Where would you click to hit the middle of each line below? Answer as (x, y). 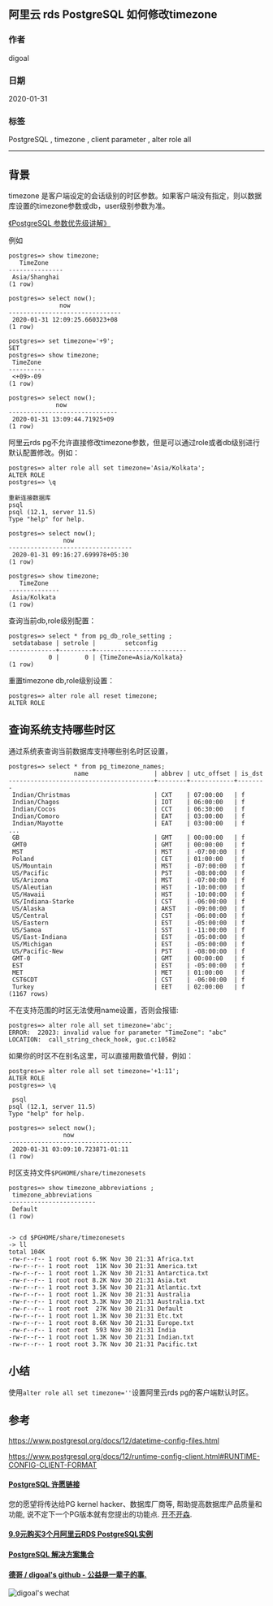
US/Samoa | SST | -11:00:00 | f (128, 930)
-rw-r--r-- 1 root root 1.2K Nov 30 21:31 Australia (100, 1294)
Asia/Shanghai (36, 277)
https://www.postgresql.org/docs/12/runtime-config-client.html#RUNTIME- (134, 1456)
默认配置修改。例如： (44, 452)
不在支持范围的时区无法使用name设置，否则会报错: (93, 1010)
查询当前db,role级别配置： (52, 621)
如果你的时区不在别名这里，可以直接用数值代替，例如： (101, 1055)
